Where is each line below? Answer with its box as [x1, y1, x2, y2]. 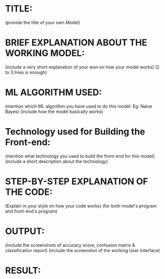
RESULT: [5, 265, 41, 276]
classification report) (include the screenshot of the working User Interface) [5, 247, 161, 253]
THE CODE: [5, 186, 53, 197]
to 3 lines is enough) [5, 69, 47, 75]
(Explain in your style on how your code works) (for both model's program [5, 203, 157, 209]
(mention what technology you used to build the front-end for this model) [5, 153, 155, 159]
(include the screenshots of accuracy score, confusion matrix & [5, 242, 135, 248]
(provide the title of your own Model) [5, 19, 81, 25]
